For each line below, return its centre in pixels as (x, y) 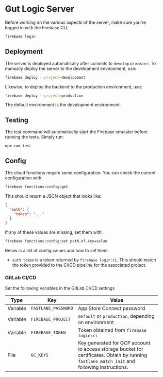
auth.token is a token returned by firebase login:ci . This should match (84, 260)
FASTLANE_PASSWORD (52, 308)
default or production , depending (116, 316)
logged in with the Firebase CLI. (37, 27)
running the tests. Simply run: (34, 137)
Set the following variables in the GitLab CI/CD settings (60, 288)
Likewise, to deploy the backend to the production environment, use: (73, 86)
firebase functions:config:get (37, 187)
